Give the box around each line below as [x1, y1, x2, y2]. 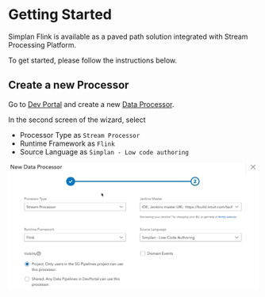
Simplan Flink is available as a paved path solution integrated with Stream [8, 32, 248, 41]
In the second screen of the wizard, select [8, 115, 146, 124]
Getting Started [8, 6, 113, 24]
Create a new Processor [8, 78, 129, 92]
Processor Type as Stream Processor [19, 130, 140, 139]
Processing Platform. [8, 40, 77, 49]
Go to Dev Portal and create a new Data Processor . [8, 99, 175, 109]
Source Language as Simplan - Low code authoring [19, 147, 189, 156]
